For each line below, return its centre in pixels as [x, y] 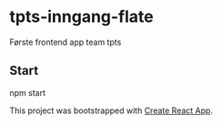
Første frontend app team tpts [66, 42]
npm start [28, 92]
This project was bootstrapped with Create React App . [111, 110]
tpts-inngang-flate [81, 17]
